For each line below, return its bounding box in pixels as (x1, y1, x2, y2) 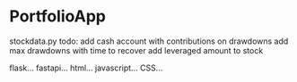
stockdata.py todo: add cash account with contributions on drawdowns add (9, 36, 289, 46)
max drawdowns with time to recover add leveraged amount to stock (9, 45, 264, 55)
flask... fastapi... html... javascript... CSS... (9, 62, 163, 73)
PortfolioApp (9, 6, 106, 27)
